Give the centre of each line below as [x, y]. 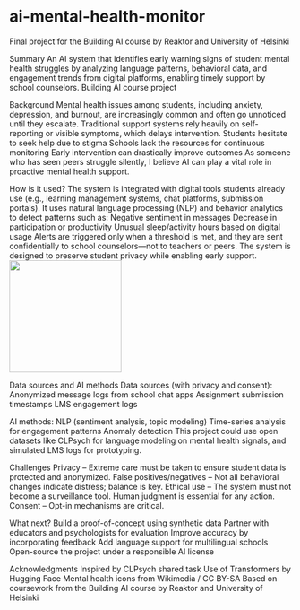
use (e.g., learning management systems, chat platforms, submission [137, 198]
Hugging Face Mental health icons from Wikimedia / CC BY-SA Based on [143, 578]
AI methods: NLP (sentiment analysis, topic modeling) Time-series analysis [148, 421]
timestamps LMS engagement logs [73, 404]
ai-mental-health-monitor [107, 17]
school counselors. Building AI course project [93, 87]
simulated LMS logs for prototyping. [75, 449]
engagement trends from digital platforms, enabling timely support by [137, 77]
